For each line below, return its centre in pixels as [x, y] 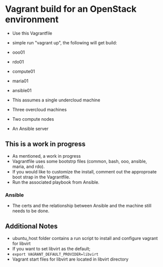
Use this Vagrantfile [32, 33]
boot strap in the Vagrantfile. [41, 177]
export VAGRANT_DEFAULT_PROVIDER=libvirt [55, 254]
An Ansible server [30, 129]
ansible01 [22, 90]
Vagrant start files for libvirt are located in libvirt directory [70, 259]
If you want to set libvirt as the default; [51, 249]
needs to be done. [31, 211]
